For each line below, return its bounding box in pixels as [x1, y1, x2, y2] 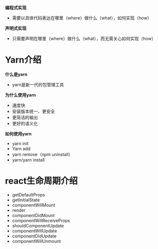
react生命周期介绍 [5, 176, 78, 186]
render [12, 207, 26, 213]
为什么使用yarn [5, 92, 36, 98]
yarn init [12, 140, 29, 146]
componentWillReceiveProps [12, 217, 70, 223]
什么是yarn [5, 71, 28, 77]
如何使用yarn [5, 131, 32, 136]
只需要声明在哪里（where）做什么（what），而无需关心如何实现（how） [12, 36, 156, 41]
